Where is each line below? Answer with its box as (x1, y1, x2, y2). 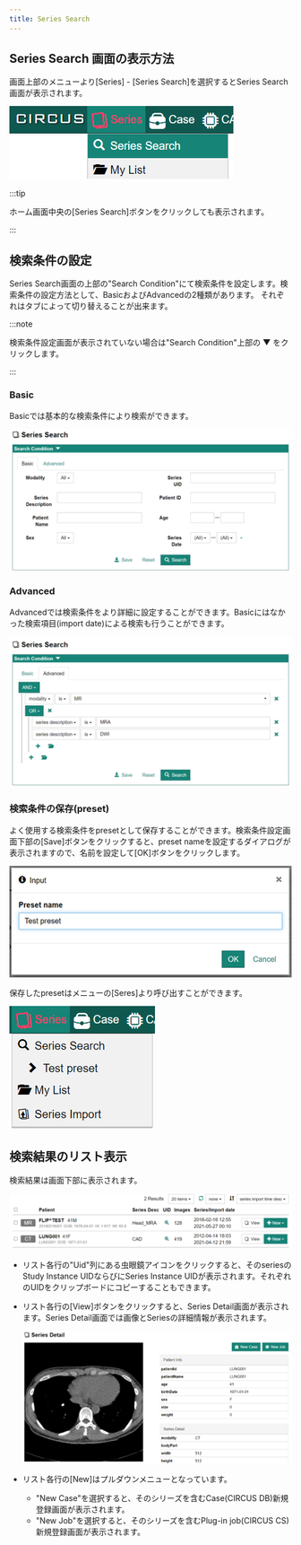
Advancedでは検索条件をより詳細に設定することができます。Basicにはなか (9, 607, 287, 617)
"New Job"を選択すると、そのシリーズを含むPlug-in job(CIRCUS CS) (35, 1514, 289, 1525)
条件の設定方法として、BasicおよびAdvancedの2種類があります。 (16, 290, 259, 301)
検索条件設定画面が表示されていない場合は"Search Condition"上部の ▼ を (9, 337, 281, 348)
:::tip (9, 188, 26, 199)
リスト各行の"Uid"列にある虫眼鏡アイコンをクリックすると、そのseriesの (21, 1260, 292, 1270)
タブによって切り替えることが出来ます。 (24, 301, 173, 311)
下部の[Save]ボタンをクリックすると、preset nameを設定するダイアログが (16, 835, 291, 847)
